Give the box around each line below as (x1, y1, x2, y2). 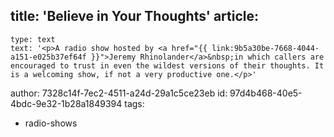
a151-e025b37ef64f (10, 52, 87, 62)
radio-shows (24, 117, 78, 129)
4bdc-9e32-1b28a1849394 (10, 97, 123, 109)
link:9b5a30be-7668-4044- (211, 43, 320, 53)
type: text (10, 34, 56, 44)
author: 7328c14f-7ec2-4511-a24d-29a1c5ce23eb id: (10, 87, 228, 99)
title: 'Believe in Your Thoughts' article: (10, 8, 260, 25)
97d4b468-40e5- (229, 87, 303, 99)
